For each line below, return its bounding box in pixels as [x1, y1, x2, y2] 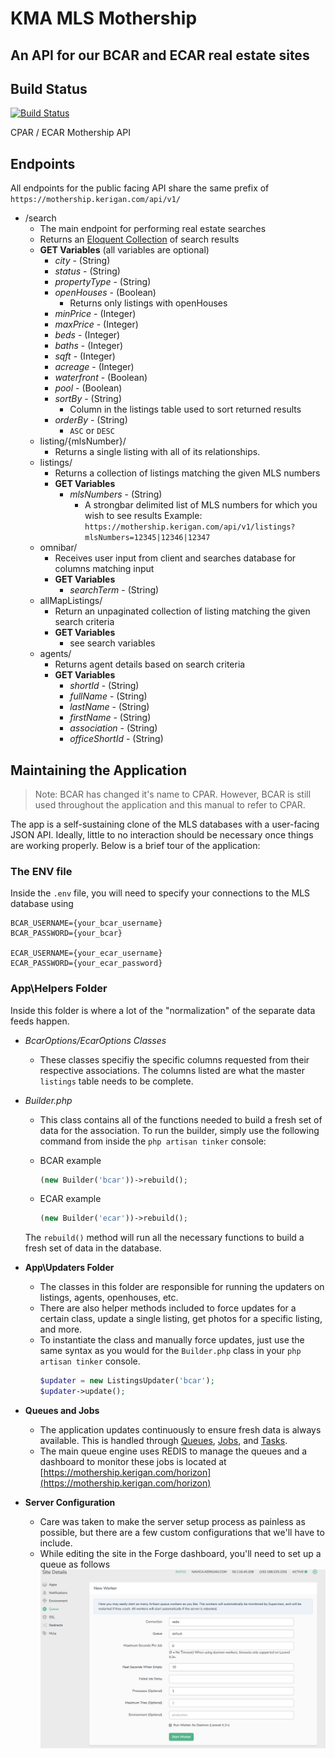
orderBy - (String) [54, 414, 128, 426]
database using [10, 898, 74, 910]
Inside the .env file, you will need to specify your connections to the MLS [10, 887, 311, 899]
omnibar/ [39, 542, 78, 554]
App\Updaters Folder [24, 1262, 115, 1274]
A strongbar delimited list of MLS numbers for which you [84, 499, 318, 511]
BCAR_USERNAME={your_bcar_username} [10, 918, 163, 929]
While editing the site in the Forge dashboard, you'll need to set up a [39, 1548, 322, 1560]
